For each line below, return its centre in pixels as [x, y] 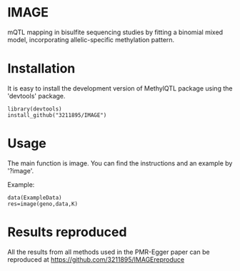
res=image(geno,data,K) [43, 204]
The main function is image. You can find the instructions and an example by [120, 163]
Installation [41, 69]
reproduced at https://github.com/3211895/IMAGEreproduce [96, 259]
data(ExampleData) [35, 198]
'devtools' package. [36, 96]
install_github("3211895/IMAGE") [57, 115]
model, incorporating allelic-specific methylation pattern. [91, 39]
